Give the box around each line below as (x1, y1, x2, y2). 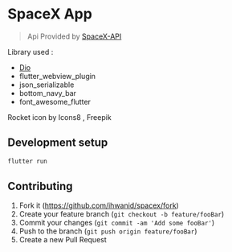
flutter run (7, 157, 47, 165)
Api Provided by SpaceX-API (26, 31, 122, 41)
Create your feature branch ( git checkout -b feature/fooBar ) (18, 209, 225, 219)
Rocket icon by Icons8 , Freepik (7, 112, 112, 122)
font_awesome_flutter (18, 97, 92, 106)
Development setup (7, 136, 108, 150)
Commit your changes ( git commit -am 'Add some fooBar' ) (18, 218, 215, 228)
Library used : (7, 47, 54, 56)
